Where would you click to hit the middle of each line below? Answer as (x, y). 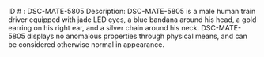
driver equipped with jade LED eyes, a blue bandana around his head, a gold (132, 20)
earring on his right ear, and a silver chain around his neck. (104, 28)
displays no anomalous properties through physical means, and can (137, 36)
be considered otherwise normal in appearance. (86, 45)
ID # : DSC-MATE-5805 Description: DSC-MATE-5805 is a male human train (132, 11)
